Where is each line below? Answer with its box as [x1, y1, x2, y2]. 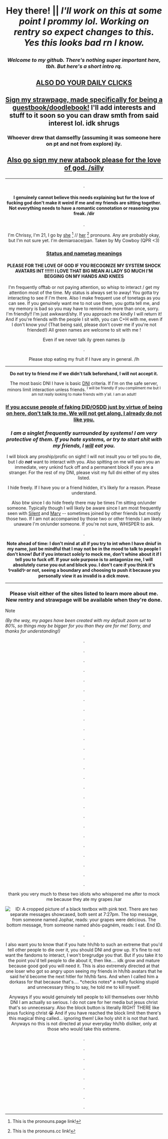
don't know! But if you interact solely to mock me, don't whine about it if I [6, 551, 161, 557]
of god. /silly [64, 164, 104, 172]
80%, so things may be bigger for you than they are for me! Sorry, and [5, 623, 151, 629]
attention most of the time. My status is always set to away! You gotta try [9, 289, 159, 296]
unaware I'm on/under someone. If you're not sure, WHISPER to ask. [13, 521, 154, 527]
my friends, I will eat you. [52, 442, 115, 449]
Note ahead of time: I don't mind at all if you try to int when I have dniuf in [6, 541, 161, 547]
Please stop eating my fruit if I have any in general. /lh [28, 356, 139, 362]
